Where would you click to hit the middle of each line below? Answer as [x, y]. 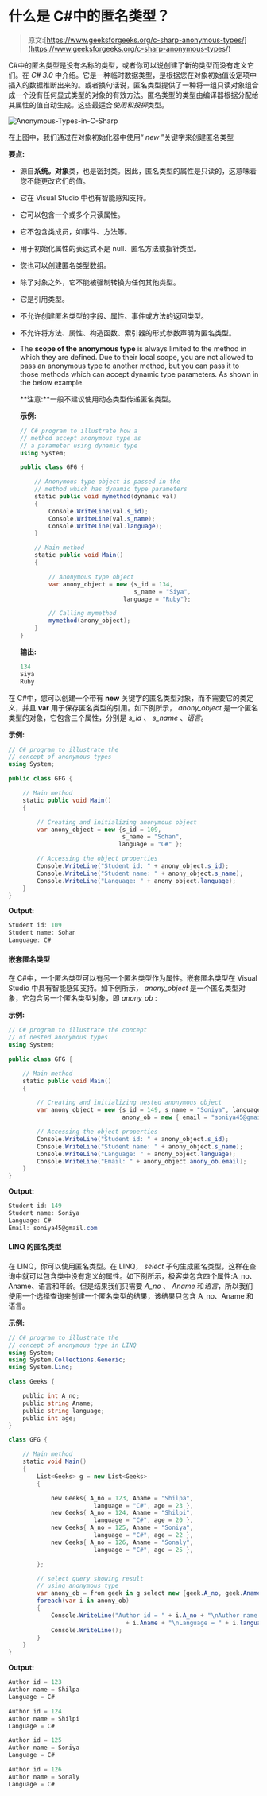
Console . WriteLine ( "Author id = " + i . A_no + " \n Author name [154, 1615]
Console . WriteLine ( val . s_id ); [99, 511]
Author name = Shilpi [44, 1719]
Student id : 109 [35, 925]
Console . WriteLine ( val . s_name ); [102, 519]
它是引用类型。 [44, 299]
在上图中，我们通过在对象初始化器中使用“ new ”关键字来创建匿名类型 [121, 137]
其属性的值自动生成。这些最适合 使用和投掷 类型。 [88, 105]
